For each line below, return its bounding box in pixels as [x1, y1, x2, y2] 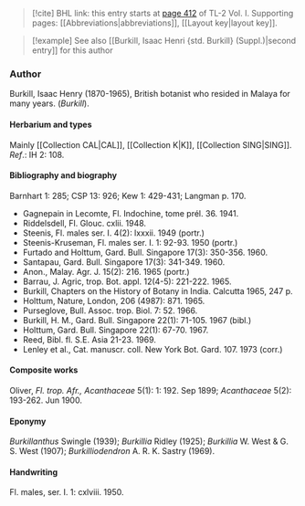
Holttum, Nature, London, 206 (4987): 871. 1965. [22, 295, 205, 306]
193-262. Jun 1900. [9, 395, 82, 406]
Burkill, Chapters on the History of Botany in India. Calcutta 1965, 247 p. [22, 285, 294, 296]
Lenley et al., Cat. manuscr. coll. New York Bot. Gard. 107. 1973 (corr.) [22, 343, 283, 354]
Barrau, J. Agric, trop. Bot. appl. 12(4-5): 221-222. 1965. [22, 276, 232, 287]
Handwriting [9, 466, 58, 478]
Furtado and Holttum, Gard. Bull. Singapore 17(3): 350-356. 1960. [22, 247, 268, 258]
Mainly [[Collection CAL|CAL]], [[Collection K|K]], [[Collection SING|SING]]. [9, 139, 292, 150]
